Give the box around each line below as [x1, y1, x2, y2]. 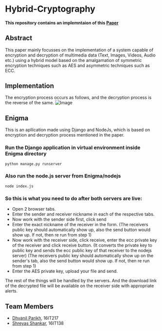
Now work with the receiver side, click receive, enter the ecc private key [12, 237, 157, 243]
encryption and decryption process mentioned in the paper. [5, 132, 125, 138]
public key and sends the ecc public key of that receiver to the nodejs [12, 248, 152, 253]
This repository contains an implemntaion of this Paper [5, 19, 119, 25]
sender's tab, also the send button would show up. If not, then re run [12, 258, 150, 264]
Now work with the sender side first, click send [12, 216, 107, 222]
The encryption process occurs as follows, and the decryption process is [5, 95, 152, 100]
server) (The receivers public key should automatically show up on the [12, 253, 154, 259]
